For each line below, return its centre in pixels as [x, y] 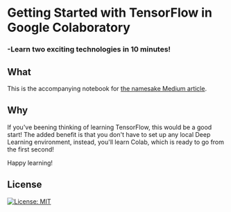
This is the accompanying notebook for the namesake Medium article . [107, 88]
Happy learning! [30, 163]
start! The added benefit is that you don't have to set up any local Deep [109, 134]
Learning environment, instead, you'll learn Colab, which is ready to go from [115, 142]
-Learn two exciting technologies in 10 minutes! [89, 49]
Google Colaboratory [69, 27]
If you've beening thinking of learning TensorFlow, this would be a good [110, 127]
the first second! [31, 149]
